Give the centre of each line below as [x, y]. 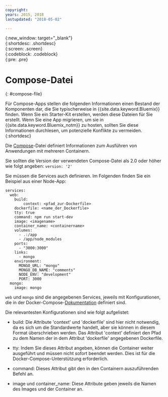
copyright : [17, 10]
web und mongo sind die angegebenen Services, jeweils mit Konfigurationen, [83, 297]
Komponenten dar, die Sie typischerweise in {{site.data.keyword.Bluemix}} [82, 109]
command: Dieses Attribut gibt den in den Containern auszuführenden [86, 369]
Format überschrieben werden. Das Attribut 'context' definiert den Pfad [87, 333]
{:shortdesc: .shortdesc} [31, 43]
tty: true [25, 213]
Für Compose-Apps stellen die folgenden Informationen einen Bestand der [83, 104]
